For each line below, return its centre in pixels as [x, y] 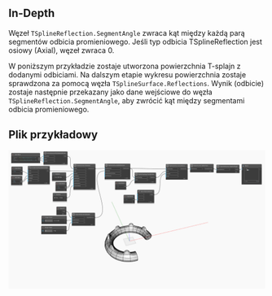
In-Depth [32, 13]
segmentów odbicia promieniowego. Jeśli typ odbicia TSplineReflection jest [136, 41]
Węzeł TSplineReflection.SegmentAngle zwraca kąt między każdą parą [127, 33]
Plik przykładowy [53, 135]
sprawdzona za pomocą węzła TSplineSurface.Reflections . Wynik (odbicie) [136, 83]
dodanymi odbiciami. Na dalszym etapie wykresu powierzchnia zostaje [127, 74]
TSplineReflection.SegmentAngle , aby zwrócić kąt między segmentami [127, 100]
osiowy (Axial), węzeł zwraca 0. [61, 50]
